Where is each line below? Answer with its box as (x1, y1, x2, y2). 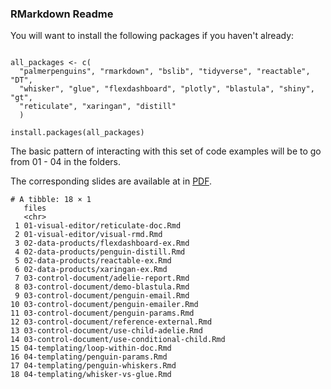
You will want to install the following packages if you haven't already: (10, 30, 295, 42)
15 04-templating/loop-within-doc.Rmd (10, 343, 172, 354)
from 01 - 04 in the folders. (10, 156, 122, 168)
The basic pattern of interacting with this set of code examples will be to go (10, 145, 322, 157)
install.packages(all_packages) (10, 128, 145, 138)
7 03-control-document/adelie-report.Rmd (14, 273, 190, 284)
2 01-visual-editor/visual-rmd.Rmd (14, 230, 163, 240)
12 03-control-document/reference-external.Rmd (10, 317, 213, 327)
